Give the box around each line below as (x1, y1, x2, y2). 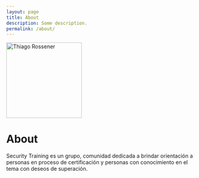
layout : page (6, 8, 39, 15)
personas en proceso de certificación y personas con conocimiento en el (6, 159, 188, 166)
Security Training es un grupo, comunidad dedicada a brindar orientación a (6, 152, 193, 160)
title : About (6, 14, 39, 21)
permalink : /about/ (6, 25, 55, 32)
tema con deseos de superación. (6, 165, 88, 173)
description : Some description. (6, 20, 87, 26)
